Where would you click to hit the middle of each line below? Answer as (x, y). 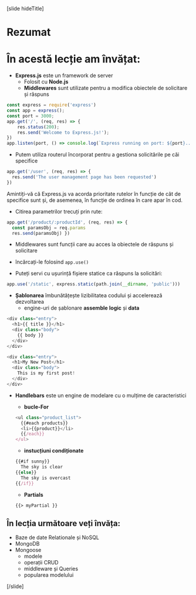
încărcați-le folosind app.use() (52, 262)
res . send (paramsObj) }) (41, 233)
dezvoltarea (30, 302)
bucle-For (36, 407)
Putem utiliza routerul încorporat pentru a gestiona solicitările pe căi (97, 155)
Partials (33, 494)
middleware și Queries (51, 569)
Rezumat (29, 32)
